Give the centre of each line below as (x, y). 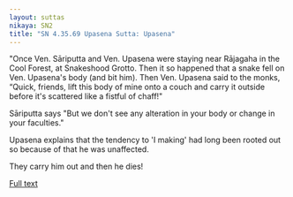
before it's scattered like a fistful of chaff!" (86, 96)
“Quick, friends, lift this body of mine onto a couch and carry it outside (137, 87)
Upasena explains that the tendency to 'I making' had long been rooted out (145, 140)
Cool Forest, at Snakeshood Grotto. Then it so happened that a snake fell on (147, 68)
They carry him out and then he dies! (76, 167)
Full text (23, 184)
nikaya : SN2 (31, 26)
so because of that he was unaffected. (79, 149)
